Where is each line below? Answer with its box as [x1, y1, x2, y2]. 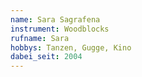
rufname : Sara [10, 33, 70, 43]
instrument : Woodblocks [10, 24, 110, 34]
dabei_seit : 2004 [10, 52, 83, 62]
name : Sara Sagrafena [10, 14, 101, 25]
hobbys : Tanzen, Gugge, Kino [10, 42, 132, 53]
